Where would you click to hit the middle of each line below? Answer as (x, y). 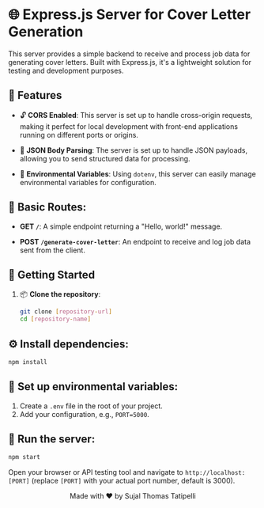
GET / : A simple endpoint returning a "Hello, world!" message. (121, 226)
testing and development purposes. (66, 70)
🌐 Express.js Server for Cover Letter (130, 15)
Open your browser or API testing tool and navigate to (96, 472)
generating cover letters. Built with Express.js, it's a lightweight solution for (130, 62)
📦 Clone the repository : (60, 294)
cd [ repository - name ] (55, 319)
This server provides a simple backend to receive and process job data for (129, 54)
